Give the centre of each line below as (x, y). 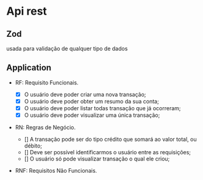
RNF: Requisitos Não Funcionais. (56, 171)
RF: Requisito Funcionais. (47, 82)
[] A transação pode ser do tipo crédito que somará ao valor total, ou (110, 140)
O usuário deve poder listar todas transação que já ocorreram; (102, 108)
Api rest (27, 11)
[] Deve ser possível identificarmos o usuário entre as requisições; (107, 152)
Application (29, 68)
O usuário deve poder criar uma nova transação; (85, 94)
